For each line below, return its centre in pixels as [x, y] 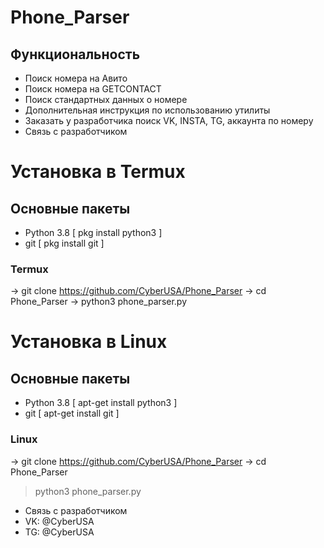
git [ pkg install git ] [64, 243]
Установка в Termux [98, 172]
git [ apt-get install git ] [72, 413]
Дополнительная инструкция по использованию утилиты [147, 110]
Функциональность [75, 54]
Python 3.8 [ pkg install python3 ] [93, 232]
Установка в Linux [89, 342]
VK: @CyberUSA [59, 521]
